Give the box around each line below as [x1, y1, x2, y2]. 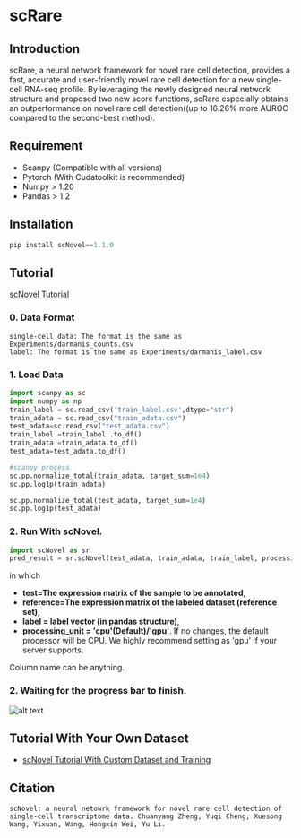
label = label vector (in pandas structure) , [21, 616, 180, 627]
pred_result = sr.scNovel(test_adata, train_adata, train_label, [9, 554, 258, 563]
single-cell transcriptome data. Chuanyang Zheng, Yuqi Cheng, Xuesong [9, 812, 282, 821]
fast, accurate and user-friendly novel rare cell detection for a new [9, 74, 254, 85]
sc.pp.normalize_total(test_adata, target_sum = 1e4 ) [9, 496, 206, 505]
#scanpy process [9, 462, 70, 471]
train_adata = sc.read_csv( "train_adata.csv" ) [9, 413, 186, 422]
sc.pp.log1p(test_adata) [9, 504, 102, 514]
